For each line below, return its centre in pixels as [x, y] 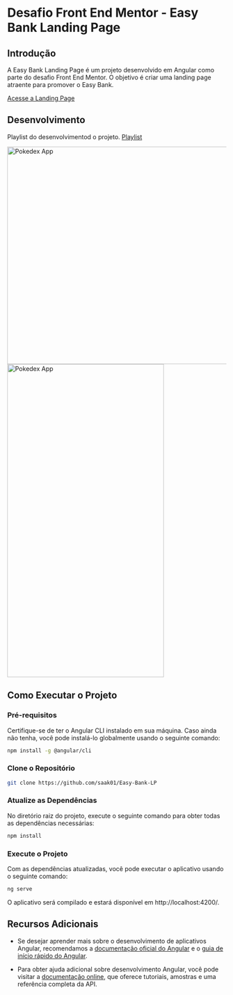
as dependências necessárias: [51, 823]
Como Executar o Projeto [62, 695]
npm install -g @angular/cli [49, 750]
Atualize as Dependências [52, 800]
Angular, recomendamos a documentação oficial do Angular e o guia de [120, 948]
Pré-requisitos [32, 715]
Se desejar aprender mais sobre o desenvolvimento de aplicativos [112, 941]
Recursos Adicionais [53, 924]
